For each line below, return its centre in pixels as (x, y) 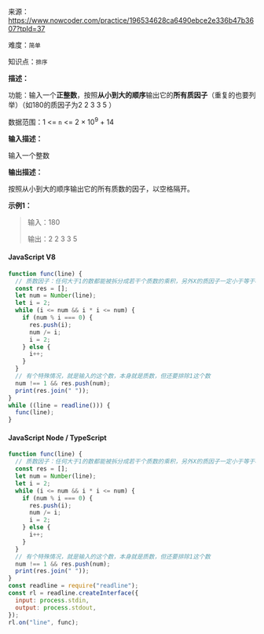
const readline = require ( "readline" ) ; (73, 586)
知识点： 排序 (28, 62)
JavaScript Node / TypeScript (58, 438)
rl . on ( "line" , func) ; (44, 622)
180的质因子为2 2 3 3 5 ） (74, 105)
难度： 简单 (24, 45)
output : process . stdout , (56, 607)
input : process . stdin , (52, 600)
